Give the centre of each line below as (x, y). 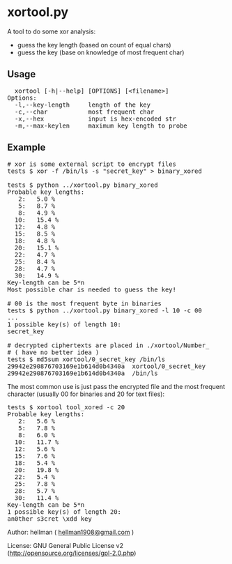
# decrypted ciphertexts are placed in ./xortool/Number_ (108, 345)
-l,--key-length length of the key (83, 105)
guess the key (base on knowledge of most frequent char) (101, 52)
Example (26, 147)
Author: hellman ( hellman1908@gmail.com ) (71, 532)
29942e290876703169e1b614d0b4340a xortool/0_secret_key (107, 366)
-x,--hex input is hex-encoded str (95, 119)
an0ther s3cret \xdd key (49, 519)
